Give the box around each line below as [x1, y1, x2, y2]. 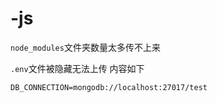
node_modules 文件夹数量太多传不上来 [10, 41, 161, 53]
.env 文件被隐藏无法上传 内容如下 [10, 62, 145, 74]
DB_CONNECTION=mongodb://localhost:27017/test [10, 82, 208, 92]
